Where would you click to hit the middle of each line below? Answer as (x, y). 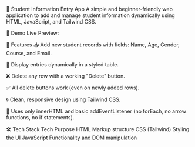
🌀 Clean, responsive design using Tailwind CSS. (63, 99)
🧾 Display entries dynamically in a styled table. (62, 64)
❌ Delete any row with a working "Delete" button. (65, 76)
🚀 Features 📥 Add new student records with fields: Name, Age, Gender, (93, 45)
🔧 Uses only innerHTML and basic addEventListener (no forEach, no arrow (96, 111)
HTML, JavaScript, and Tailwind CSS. (51, 21)
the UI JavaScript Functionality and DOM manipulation (72, 138)
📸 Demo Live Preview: (33, 33)
